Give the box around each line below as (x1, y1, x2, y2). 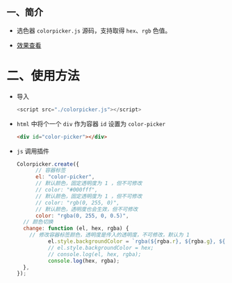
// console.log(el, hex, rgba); (47, 250, 142, 258)
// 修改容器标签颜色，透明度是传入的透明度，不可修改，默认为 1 (29, 232, 190, 239)
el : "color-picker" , (35, 173, 95, 180)
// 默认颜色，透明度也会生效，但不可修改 (35, 205, 138, 213)
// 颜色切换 (23, 218, 53, 225)
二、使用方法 (6, 68, 81, 83)
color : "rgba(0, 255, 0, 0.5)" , (35, 212, 129, 219)
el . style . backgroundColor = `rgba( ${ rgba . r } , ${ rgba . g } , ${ (47, 238, 226, 245)
